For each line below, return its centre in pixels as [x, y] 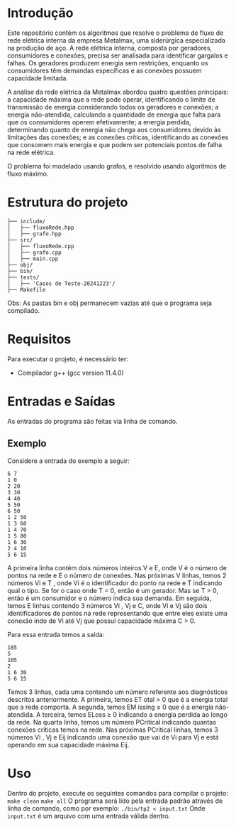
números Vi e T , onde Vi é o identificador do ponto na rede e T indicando [115, 583]
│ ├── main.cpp [33, 258]
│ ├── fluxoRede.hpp [41, 228]
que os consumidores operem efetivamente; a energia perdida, [99, 122]
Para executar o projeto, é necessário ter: [68, 359]
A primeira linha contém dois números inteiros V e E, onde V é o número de [117, 567]
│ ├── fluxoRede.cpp [41, 246]
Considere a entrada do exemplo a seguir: [68, 461]
